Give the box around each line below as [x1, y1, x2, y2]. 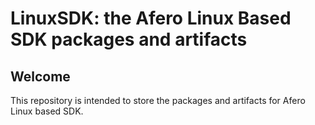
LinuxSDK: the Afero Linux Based [10, 7, 292, 30]
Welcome [10, 68, 71, 85]
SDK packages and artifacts [10, 28, 248, 51]
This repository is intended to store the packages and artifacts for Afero [10, 95, 306, 106]
